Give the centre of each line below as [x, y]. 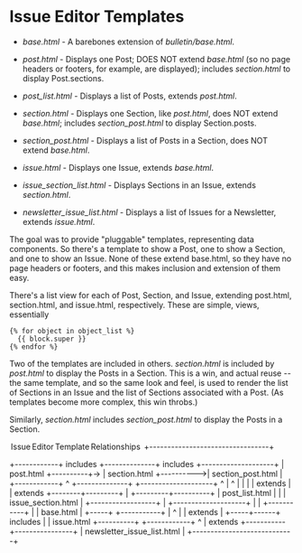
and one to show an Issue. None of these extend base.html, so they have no [151, 258]
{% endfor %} [34, 347]
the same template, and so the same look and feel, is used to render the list [149, 382]
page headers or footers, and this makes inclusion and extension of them [145, 267]
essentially [29, 314]
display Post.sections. [63, 78]
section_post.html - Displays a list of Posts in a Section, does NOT [145, 140]
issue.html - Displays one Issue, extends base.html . [118, 167]
